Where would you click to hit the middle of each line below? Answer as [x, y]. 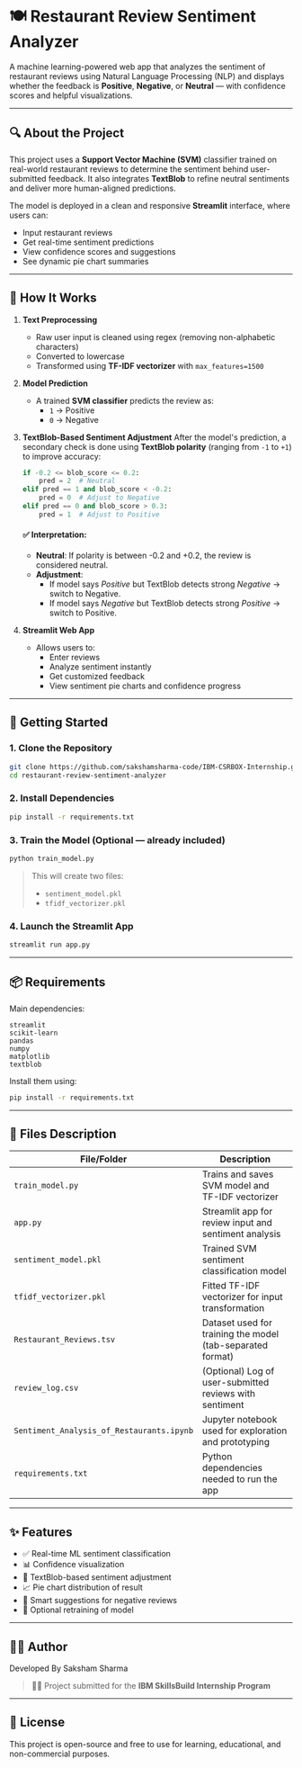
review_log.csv [46, 1388]
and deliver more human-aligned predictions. [93, 188]
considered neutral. [72, 565]
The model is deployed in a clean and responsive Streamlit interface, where [150, 205]
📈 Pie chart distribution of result [83, 1587]
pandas [22, 1041]
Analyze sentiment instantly [100, 667]
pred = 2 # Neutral [77, 481]
